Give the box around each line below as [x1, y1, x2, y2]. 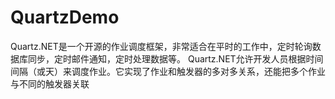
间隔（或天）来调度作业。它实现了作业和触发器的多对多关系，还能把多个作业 [10, 65, 326, 77]
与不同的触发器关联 [10, 77, 90, 90]
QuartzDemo [10, 6, 120, 29]
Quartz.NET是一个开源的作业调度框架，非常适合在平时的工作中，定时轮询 [10, 40, 313, 52]
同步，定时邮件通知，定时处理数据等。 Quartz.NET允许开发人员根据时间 [27, 52, 324, 65]
